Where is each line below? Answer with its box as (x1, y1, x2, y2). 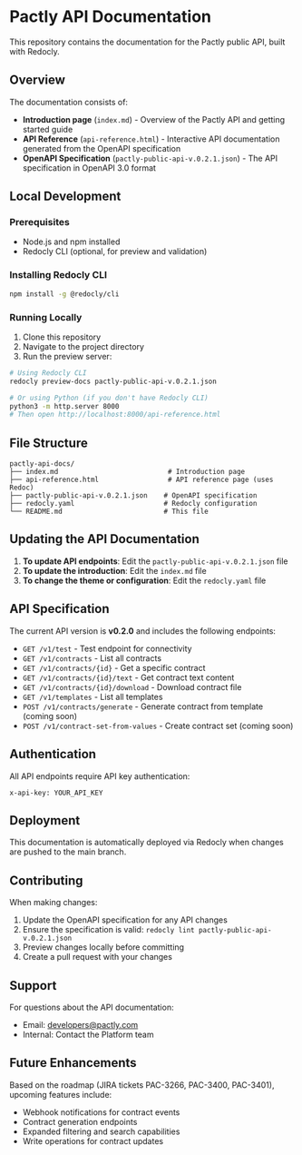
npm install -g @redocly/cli (9, 289, 120, 299)
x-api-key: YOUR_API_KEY (9, 788, 103, 797)
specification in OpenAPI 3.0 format (22, 162, 157, 173)
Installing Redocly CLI (9, 269, 107, 281)
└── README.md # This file (9, 507, 209, 517)
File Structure (9, 435, 88, 450)
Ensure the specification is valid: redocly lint (22, 924, 195, 935)
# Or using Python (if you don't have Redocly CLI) (9, 393, 209, 402)
